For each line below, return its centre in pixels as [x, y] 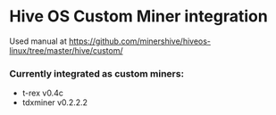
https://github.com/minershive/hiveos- [140, 41]
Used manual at [38, 41]
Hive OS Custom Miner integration [138, 16]
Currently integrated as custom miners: [97, 73]
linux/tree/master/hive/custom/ [66, 50]
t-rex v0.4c [43, 93]
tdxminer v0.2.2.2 [54, 103]
